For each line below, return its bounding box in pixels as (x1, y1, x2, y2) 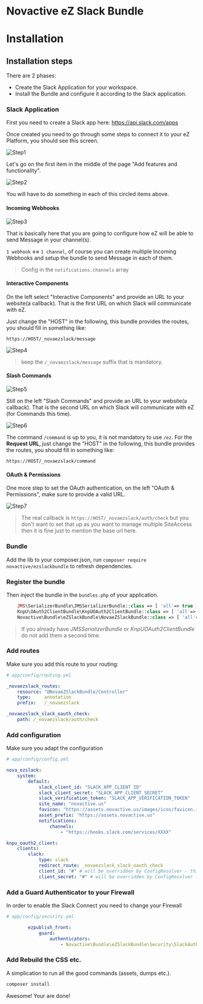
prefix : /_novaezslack (17, 700, 80, 706)
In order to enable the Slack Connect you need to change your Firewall (6, 902, 182, 909)
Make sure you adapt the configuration (6, 744, 103, 752)
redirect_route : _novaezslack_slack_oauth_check (38, 862, 164, 869)
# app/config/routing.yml (6, 672, 71, 678)
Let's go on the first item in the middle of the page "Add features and (6, 160, 178, 168)
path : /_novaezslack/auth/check (17, 717, 98, 723)
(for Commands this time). (6, 410, 71, 418)
